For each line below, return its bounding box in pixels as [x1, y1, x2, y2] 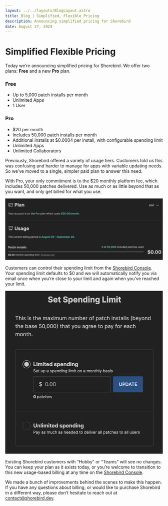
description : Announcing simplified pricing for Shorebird [5, 19, 131, 24]
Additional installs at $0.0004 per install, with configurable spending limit [12, 137, 163, 143]
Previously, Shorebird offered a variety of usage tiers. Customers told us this [5, 157, 163, 163]
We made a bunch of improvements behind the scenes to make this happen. [5, 479, 162, 485]
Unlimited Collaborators [12, 148, 61, 154]
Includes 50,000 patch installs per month [12, 132, 97, 138]
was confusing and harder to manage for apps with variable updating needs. [5, 163, 163, 169]
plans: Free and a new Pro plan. [5, 68, 71, 74]
